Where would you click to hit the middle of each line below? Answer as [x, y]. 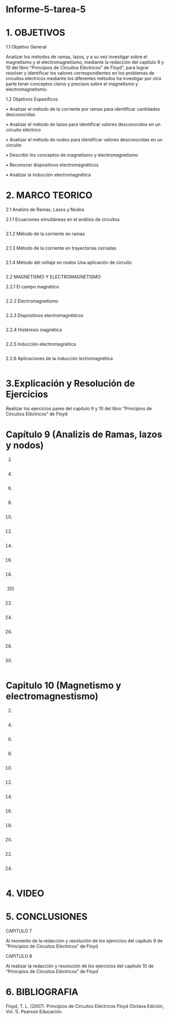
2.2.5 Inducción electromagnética [41, 344]
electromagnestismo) [52, 696]
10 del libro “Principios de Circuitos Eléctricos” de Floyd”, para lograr [77, 68]
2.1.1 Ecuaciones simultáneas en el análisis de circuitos [63, 219]
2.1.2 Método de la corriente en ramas [45, 234]
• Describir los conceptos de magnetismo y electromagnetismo [72, 155]
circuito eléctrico [23, 130]
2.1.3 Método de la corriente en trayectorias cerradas [61, 248]
